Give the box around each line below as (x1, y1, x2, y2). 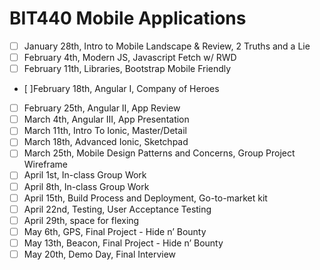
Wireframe (23, 158, 68, 171)
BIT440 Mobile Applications (9, 7, 247, 30)
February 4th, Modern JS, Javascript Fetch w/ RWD (23, 52, 237, 63)
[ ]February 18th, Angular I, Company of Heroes (23, 83, 220, 95)
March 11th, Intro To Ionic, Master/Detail (23, 125, 187, 137)
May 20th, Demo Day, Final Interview (23, 248, 177, 260)
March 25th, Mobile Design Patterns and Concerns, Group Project (23, 147, 296, 159)
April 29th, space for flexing (23, 214, 140, 226)
